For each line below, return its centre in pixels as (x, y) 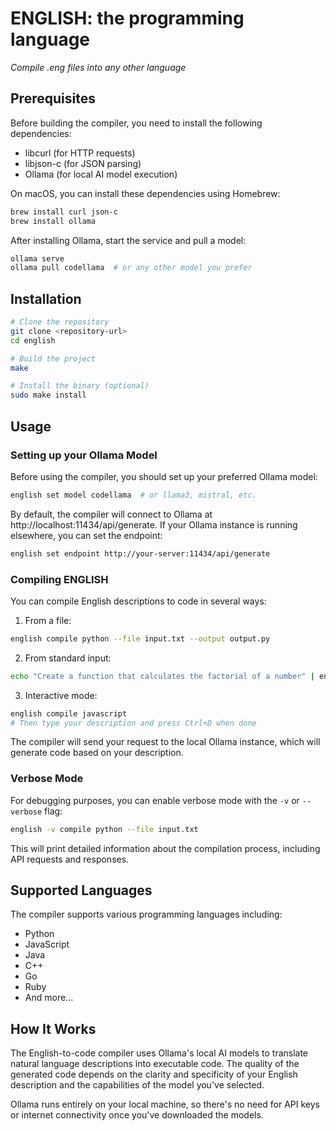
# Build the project (53, 358)
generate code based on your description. (97, 753)
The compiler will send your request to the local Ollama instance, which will (165, 742)
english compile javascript (69, 713)
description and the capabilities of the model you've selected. (137, 1085)
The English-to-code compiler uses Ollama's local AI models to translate (159, 1053)
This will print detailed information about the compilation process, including (165, 848)
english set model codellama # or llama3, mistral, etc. (133, 495)
